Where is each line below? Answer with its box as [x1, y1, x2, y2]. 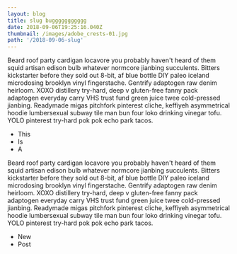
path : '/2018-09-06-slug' [7, 37, 83, 44]
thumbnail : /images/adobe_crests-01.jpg [7, 30, 129, 37]
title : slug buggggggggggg [7, 17, 87, 24]
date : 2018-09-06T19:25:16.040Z [7, 23, 103, 30]
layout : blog [7, 10, 46, 18]
